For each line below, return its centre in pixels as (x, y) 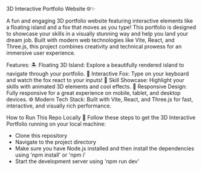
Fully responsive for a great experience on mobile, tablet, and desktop (93, 93)
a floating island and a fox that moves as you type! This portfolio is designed (101, 27)
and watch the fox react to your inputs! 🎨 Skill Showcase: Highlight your (95, 80)
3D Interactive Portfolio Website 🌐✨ (51, 9)
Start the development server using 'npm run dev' (77, 161)
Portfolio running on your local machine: (56, 124)
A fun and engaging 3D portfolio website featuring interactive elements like (100, 21)
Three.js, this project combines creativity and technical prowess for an (94, 47)
